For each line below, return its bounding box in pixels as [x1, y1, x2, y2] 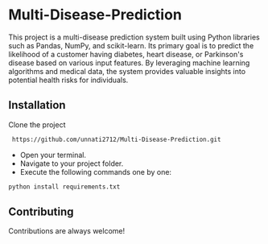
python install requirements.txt [8, 183, 121, 191]
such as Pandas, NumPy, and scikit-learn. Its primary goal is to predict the [8, 40, 254, 50]
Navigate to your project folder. [19, 159, 124, 168]
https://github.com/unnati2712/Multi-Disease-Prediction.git [11, 135, 221, 143]
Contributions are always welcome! [8, 226, 126, 236]
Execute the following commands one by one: [19, 167, 171, 176]
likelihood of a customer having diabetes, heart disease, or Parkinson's [8, 49, 244, 59]
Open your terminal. [19, 150, 87, 159]
